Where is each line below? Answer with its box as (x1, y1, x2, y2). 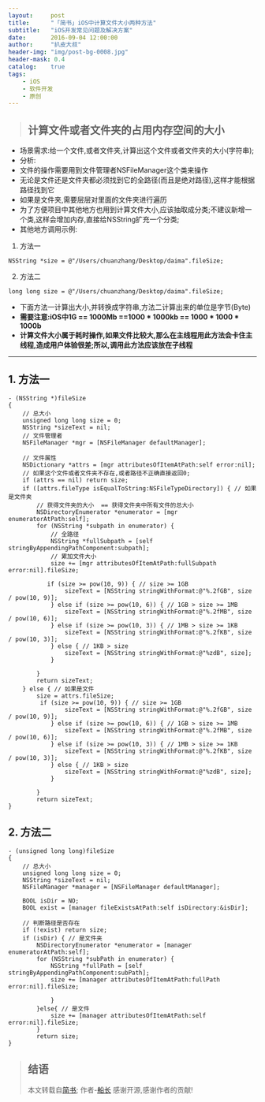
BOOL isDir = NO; (22, 896, 80, 905)
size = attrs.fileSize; (36, 691, 114, 700)
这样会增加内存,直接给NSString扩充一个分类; (35, 214, 180, 225)
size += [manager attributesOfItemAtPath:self (50, 1011, 207, 1019)
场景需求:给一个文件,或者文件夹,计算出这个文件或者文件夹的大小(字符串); (19, 146, 255, 155)
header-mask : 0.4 (8, 56, 65, 64)
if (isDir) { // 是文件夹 (22, 934, 103, 942)
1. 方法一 (8, 373, 50, 386)
